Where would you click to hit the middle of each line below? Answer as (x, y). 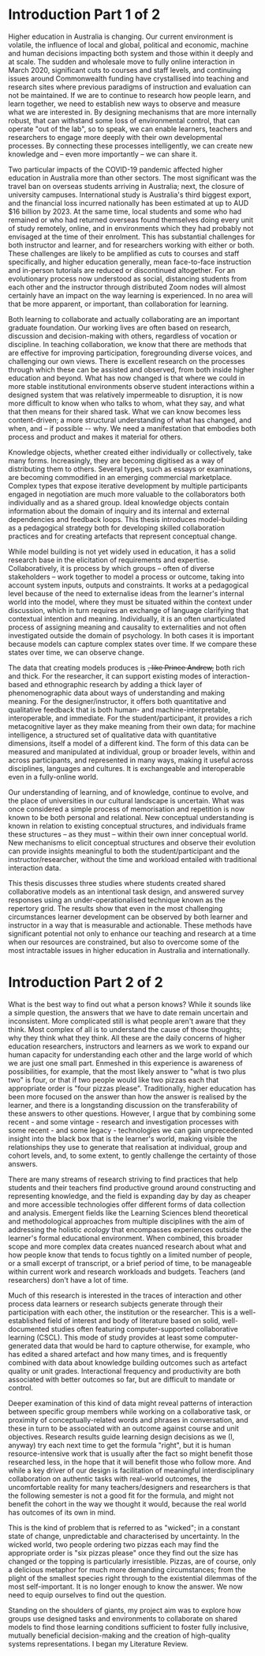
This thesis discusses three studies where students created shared (117, 883)
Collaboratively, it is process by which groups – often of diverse (111, 568)
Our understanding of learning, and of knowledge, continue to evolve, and (129, 792)
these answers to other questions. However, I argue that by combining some (132, 1113)
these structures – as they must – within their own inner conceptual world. (128, 834)
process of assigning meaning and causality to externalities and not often (127, 627)
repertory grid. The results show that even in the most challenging (116, 908)
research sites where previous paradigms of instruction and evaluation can (130, 87)
